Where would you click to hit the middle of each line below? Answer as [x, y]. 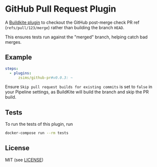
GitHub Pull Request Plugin [60, 9]
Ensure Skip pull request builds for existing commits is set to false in [79, 87]
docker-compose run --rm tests [37, 133]
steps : [12, 68]
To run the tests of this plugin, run [39, 124]
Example [19, 58]
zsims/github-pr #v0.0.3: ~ [45, 78]
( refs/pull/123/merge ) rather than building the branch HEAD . [65, 27]
